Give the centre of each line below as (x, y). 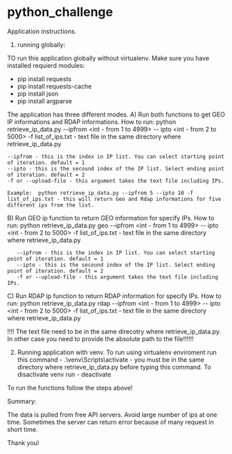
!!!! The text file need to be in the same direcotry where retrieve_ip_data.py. (114, 331)
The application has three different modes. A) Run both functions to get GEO (116, 114)
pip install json (38, 94)
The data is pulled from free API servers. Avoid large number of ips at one (112, 414)
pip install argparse (45, 101)
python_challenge (60, 12)
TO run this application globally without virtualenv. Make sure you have (108, 58)
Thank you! (23, 443)
